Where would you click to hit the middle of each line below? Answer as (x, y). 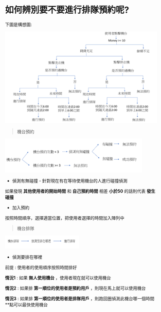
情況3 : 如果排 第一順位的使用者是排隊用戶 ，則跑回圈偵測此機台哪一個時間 (80, 298)
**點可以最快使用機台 (27, 304)
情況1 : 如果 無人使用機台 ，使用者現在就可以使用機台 (58, 278)
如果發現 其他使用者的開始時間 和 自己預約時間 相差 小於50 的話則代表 (75, 191)
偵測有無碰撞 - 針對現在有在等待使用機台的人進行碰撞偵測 (70, 181)
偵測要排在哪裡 (27, 257)
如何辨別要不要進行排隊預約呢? (67, 10)
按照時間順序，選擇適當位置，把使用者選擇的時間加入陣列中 (65, 218)
